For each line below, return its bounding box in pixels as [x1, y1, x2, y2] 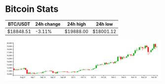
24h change [35, 21, 61, 27]
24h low [95, 21, 113, 27]
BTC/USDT [8, 21, 31, 27]
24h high [67, 21, 86, 27]
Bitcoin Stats [5, 3, 59, 15]
